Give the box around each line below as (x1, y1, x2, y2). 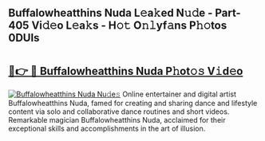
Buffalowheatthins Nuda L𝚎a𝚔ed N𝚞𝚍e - (8, 6, 213, 20)
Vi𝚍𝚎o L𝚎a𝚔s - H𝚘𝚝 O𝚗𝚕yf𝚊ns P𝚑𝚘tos (31, 19, 227, 33)
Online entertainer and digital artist (122, 89, 237, 99)
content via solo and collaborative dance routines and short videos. (8, 107, 230, 116)
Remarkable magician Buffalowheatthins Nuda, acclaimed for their (8, 116, 226, 124)
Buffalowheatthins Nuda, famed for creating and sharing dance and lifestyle (8, 99, 258, 108)
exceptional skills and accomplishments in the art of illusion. (8, 123, 206, 133)
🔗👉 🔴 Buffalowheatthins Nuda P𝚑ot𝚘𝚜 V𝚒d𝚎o (8, 64, 243, 78)
